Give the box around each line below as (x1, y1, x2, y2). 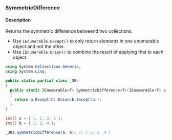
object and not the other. (12, 43, 65, 50)
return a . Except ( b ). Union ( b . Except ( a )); (14, 97, 102, 102)
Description (5, 17, 31, 23)
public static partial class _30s (5, 78, 79, 83)
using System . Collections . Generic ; (5, 64, 81, 69)
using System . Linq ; (5, 69, 47, 74)
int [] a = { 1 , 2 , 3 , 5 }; (5, 116, 63, 121)
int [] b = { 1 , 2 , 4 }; (5, 121, 56, 126)
